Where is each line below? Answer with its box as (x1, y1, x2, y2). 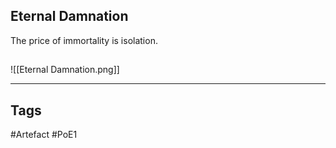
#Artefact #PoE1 (10, 129, 78, 141)
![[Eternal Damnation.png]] (10, 64, 120, 76)
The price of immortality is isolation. (10, 34, 158, 46)
